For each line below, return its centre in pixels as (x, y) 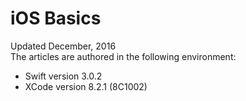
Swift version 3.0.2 (63, 76)
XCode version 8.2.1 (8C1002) (86, 86)
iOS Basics (56, 18)
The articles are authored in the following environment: (123, 56)
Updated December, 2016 (63, 46)
